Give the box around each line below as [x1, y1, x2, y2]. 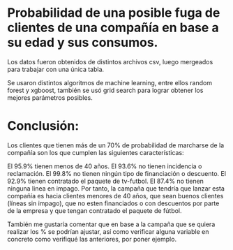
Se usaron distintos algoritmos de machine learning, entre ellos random [7, 78, 213, 87]
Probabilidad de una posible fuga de [7, 5, 220, 21]
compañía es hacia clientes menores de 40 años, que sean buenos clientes [7, 191, 224, 200]
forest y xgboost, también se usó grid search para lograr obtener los [7, 86, 204, 94]
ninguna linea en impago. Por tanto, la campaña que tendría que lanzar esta [7, 184, 225, 193]
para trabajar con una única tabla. [7, 65, 105, 73]
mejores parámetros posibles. [7, 93, 93, 102]
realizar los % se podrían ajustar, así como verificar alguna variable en [7, 227, 209, 235]
